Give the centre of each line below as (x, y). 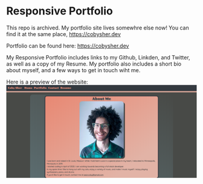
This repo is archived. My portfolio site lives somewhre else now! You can (98, 28)
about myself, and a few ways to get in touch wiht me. (73, 70)
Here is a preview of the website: (47, 82)
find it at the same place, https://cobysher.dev (63, 34)
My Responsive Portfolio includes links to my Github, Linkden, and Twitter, (98, 57)
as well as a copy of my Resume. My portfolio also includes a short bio (94, 64)
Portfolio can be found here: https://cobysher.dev (68, 46)
